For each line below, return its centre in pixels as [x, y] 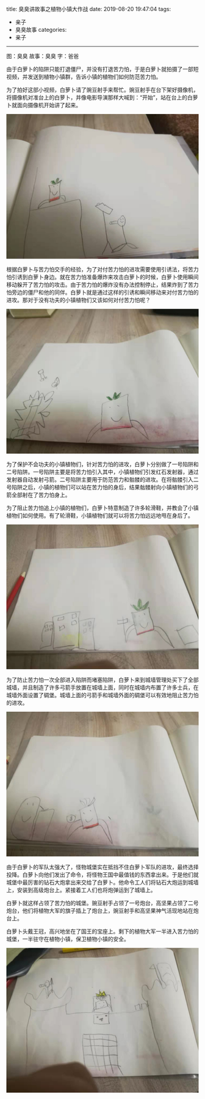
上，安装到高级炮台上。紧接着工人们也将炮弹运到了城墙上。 [81, 890]
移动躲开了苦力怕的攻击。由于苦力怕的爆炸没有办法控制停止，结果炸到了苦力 [103, 285]
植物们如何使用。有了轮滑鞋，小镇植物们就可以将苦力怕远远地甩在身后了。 [100, 516]
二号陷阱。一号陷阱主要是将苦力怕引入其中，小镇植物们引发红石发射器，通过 [103, 472]
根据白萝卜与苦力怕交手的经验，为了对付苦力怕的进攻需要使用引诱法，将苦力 [103, 269]
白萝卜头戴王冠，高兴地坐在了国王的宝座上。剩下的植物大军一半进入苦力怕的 [103, 931]
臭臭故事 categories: [41, 30]
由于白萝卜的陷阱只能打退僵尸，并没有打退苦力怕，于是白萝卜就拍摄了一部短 [103, 69]
